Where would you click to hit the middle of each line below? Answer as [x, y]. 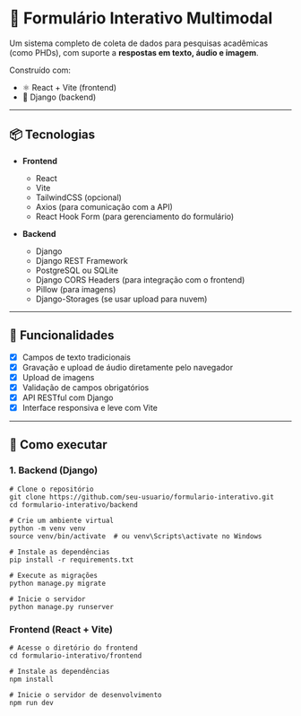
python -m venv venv [48, 528]
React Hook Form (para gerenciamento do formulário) [135, 216]
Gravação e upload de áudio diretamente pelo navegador [128, 367]
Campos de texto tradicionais [77, 357]
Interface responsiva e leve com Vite [90, 407]
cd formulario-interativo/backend [74, 505]
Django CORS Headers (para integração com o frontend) [140, 279]
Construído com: [40, 70]
